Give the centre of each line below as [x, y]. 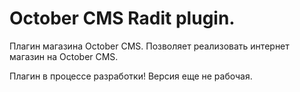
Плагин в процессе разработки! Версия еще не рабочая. [131, 76]
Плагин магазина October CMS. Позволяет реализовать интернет [149, 46]
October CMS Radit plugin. [122, 18]
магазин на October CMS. [64, 56]
